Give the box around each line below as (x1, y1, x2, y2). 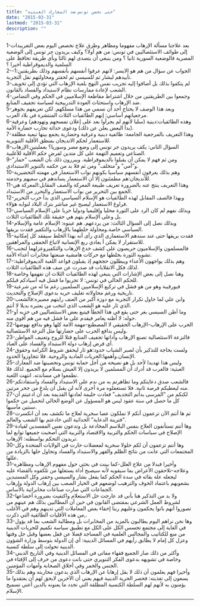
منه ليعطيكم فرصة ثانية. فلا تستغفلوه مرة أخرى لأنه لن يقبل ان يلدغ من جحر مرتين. (6, 384, 189, 392)
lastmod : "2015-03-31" (6, 20, 62, 26)
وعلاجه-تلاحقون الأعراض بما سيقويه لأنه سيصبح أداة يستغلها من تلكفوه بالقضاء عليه (6, 467, 189, 474)
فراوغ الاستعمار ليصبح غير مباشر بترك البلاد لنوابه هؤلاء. (6, 201, 128, 208)
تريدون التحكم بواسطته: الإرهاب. (6, 435, 78, 442)
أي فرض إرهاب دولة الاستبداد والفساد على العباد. (6, 340, 113, 347)
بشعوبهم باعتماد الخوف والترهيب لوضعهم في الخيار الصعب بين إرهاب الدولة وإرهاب (6, 479, 189, 487)
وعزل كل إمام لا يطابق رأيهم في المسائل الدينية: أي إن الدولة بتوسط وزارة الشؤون (6, 537, 189, 544)
